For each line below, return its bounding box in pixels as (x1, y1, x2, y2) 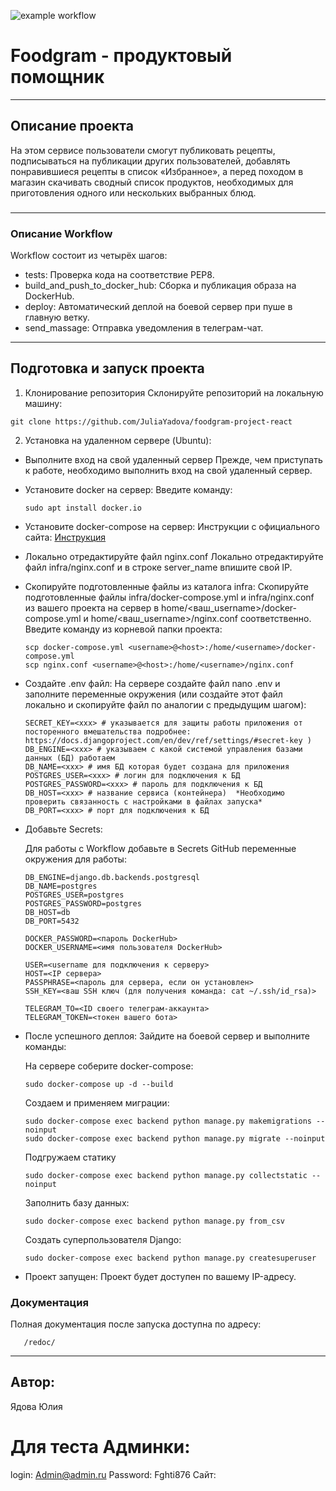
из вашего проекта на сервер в (24, 601, 160, 614)
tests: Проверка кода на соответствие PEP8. (24, 268, 215, 280)
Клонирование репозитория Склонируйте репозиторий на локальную (24, 386, 324, 399)
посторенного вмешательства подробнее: (24, 726, 192, 737)
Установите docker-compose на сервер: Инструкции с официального (24, 520, 320, 532)
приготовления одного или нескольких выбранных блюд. (10, 186, 257, 199)
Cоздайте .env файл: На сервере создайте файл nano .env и (24, 677, 281, 689)
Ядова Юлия (10, 1400, 63, 1412)
